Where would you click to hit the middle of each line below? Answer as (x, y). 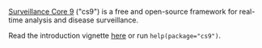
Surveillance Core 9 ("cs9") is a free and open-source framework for (123, 12)
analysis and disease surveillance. (82, 20)
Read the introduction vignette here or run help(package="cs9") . (114, 36)
